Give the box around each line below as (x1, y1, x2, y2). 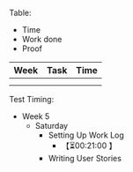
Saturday (34, 121, 69, 131)
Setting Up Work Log (48, 130, 125, 140)
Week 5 (21, 111, 50, 122)
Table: (9, 8, 33, 18)
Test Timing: (9, 94, 55, 104)
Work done (21, 34, 63, 44)
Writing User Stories (48, 153, 122, 163)
